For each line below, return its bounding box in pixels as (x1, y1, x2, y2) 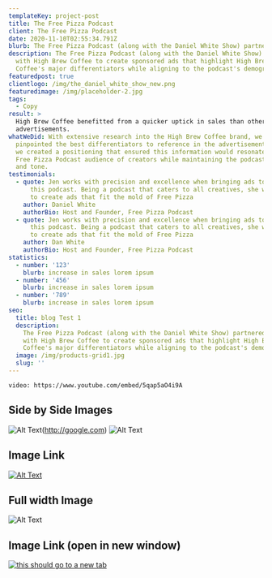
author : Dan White (23, 239, 85, 247)
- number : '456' (15, 276, 70, 284)
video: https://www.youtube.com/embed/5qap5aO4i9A (8, 381, 183, 390)
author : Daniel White (23, 201, 96, 209)
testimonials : (8, 170, 57, 179)
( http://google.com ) (41, 425, 108, 434)
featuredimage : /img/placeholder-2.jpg (8, 87, 143, 96)
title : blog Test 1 (15, 313, 82, 321)
